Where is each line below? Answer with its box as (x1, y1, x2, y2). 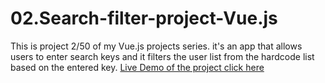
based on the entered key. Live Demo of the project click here (10, 61, 265, 73)
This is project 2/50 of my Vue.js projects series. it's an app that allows (10, 40, 303, 52)
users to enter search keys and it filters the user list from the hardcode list (10, 50, 315, 62)
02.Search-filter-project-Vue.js (10, 7, 278, 30)
